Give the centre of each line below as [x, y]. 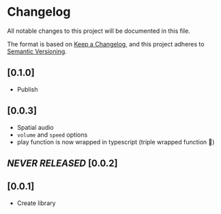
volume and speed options [52, 135]
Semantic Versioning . [37, 51]
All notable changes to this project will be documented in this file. [99, 31]
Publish [28, 89]
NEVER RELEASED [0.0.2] [62, 163]
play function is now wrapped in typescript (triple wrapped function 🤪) [116, 142]
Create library [36, 203]
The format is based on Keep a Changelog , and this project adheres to [106, 44]
